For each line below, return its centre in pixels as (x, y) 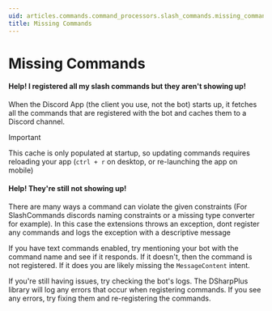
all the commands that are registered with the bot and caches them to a (127, 113)
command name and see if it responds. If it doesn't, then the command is (130, 257)
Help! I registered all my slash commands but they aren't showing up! (127, 87)
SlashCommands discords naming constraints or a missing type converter (132, 215)
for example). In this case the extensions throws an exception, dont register (134, 224)
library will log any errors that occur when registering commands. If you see (135, 290)
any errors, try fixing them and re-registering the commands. (110, 298)
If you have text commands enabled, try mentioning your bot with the (123, 249)
